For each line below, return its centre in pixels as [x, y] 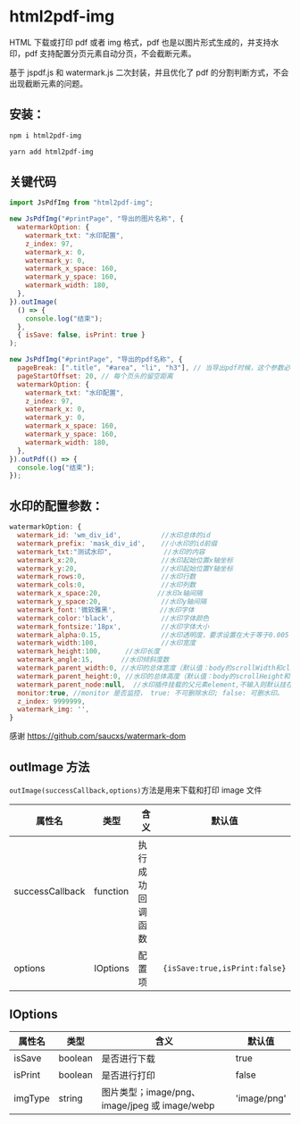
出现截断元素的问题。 [48, 83]
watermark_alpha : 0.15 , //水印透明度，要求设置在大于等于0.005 [153, 635]
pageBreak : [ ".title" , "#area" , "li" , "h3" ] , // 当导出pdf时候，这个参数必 [154, 368]
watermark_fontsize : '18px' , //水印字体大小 [113, 627]
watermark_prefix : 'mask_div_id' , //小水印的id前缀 [117, 543]
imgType [32, 1098]
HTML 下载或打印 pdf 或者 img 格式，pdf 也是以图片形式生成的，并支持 [140, 42]
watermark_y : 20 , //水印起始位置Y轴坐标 [125, 569]
